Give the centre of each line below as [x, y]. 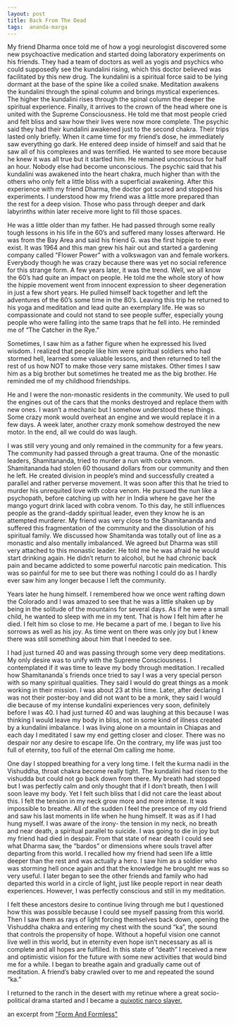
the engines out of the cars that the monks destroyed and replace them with [118, 402]
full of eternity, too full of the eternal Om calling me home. [91, 750]
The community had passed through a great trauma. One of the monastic [113, 453]
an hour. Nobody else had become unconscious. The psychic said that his [114, 167]
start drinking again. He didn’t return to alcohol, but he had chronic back [112, 558]
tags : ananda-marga [38, 27]
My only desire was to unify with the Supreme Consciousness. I [100, 660]
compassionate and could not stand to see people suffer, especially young [116, 315]
